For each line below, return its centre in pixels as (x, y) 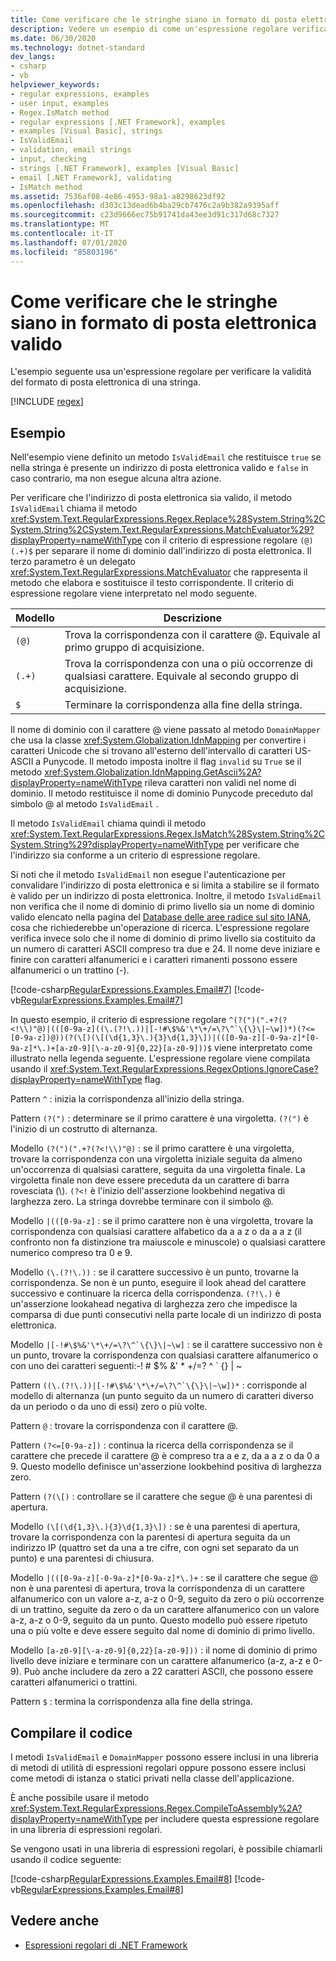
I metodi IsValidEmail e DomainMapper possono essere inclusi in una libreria (164, 1757)
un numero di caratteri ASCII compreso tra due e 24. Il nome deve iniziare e (165, 949)
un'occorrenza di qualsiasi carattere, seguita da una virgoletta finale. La (158, 1170)
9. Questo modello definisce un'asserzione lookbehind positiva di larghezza (166, 1467)
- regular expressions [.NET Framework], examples (118, 122)
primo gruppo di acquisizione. (134, 648)
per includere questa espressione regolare (232, 1819)
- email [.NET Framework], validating (91, 177)
